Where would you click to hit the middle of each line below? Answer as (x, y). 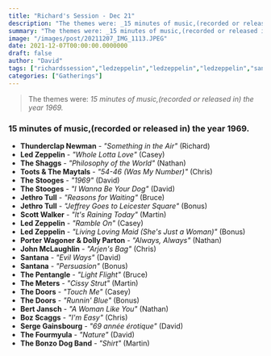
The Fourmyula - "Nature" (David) (77, 334)
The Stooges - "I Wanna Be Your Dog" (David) (98, 188)
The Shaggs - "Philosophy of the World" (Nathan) (103, 163)
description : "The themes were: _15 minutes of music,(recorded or (124, 23)
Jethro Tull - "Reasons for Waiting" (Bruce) (92, 197)
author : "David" (35, 61)
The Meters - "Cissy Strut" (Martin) (79, 283)
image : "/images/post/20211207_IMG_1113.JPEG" (88, 38)
